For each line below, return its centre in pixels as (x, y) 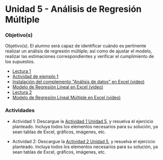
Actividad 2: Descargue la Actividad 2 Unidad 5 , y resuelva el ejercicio (84, 141)
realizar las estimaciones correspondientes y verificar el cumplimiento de (80, 56)
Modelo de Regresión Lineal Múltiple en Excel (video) (66, 98)
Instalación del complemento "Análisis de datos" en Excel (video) (78, 82)
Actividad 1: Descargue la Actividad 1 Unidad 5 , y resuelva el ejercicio (83, 121)
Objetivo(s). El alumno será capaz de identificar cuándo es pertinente (76, 46)
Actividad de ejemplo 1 (35, 77)
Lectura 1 (21, 71)
